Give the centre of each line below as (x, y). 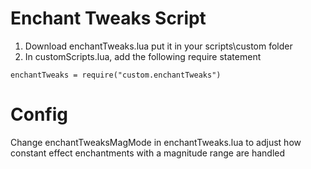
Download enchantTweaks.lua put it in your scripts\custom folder (158, 46)
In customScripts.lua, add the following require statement (143, 56)
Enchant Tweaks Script (108, 18)
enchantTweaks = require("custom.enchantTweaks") (116, 75)
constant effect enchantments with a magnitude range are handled (148, 153)
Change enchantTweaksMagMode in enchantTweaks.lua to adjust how (156, 142)
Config (39, 114)
